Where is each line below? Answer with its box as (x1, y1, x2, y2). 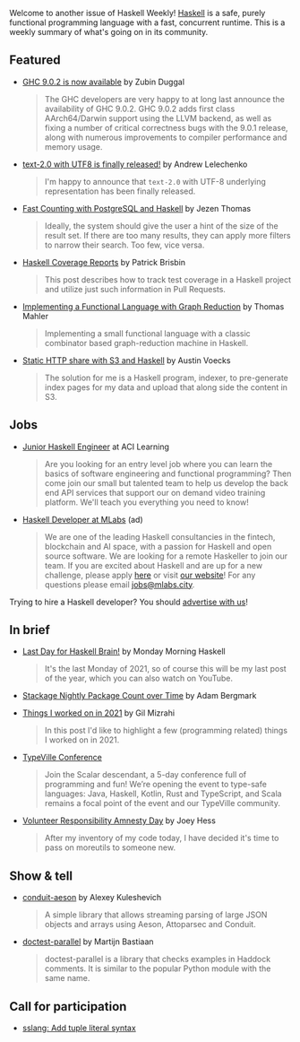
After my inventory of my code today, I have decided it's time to (44, 833, 279, 844)
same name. (44, 973, 90, 984)
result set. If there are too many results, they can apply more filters (44, 230, 291, 240)
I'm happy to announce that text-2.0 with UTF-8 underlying (44, 176, 266, 187)
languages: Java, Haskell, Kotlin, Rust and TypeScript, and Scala (44, 788, 282, 799)
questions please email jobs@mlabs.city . (44, 578, 195, 590)
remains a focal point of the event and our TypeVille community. (44, 798, 280, 809)
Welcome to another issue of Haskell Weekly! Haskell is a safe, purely (9, 8, 266, 18)
